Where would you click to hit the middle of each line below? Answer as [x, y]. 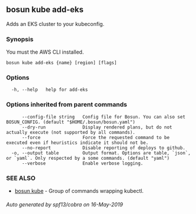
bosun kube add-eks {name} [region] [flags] [62, 63]
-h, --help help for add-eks [50, 90]
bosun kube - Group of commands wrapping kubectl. [79, 191]
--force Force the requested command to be [95, 137]
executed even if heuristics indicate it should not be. [77, 143]
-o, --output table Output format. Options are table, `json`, [101, 153]
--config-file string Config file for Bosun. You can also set [103, 117]
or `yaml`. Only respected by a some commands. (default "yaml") [88, 158]
